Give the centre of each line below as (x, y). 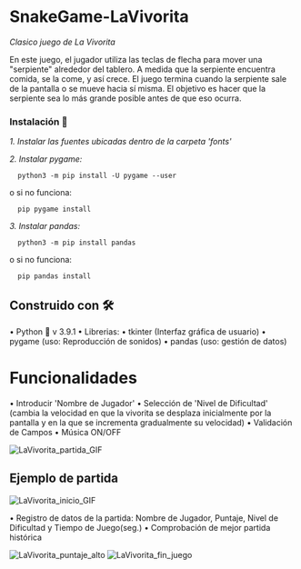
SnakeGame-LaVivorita (99, 17)
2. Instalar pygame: (46, 159)
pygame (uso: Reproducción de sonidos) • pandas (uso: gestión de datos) (148, 342)
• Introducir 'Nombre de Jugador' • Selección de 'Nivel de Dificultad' (139, 403)
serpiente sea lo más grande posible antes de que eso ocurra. (126, 98)
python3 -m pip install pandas (77, 243)
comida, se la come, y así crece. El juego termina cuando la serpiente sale (148, 78)
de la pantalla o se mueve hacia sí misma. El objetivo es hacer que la (138, 88)
